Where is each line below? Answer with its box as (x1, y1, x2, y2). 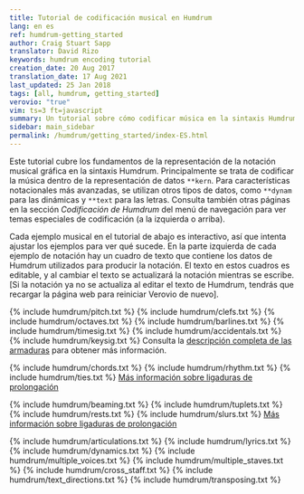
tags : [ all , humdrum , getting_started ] (9, 89, 160, 98)
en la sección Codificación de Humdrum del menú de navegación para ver (9, 204, 287, 214)
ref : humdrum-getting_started (9, 30, 124, 39)
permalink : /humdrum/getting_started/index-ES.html (9, 131, 208, 140)
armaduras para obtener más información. (9, 345, 167, 356)
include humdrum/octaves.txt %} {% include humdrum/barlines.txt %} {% (9, 316, 285, 327)
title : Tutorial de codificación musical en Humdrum (9, 13, 213, 23)
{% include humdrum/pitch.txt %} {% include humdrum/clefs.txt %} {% (9, 306, 276, 317)
